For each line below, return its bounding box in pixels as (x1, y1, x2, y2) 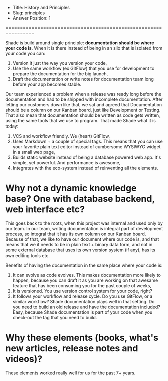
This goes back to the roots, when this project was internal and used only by (5, 220, 163, 226)
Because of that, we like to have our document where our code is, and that (5, 236, 159, 242)
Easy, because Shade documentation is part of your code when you (12, 309, 153, 315)
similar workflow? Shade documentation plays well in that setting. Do (12, 298, 155, 304)
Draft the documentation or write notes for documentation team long (12, 76, 154, 82)
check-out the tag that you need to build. (12, 314, 97, 320)
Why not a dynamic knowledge (5, 183, 137, 194)
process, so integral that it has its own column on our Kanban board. (5, 231, 146, 237)
